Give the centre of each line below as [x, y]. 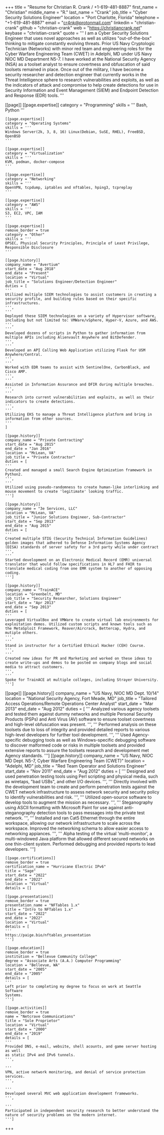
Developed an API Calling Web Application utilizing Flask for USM [75, 350]
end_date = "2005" [24, 974]
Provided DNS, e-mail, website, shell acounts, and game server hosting [81, 1046]
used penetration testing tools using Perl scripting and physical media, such [82, 776]
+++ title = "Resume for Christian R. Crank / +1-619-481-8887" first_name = [82, 7]
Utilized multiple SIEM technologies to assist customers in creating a [81, 295]
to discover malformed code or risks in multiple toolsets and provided [75, 745]
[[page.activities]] [26, 1008]
